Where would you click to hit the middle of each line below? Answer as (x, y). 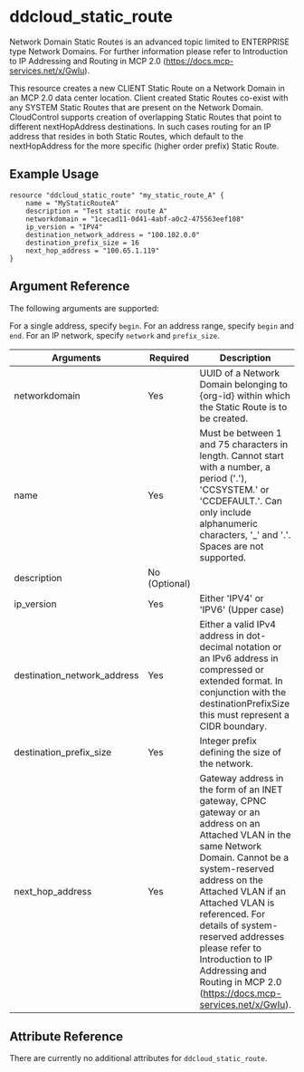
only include (225, 512)
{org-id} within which (245, 396)
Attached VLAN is (237, 903)
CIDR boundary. (233, 726)
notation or (258, 646)
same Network (231, 846)
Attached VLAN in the (245, 835)
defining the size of (241, 751)
